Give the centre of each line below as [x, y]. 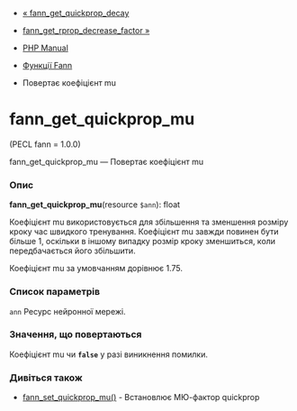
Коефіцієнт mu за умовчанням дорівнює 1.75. [96, 269]
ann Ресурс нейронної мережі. [67, 311]
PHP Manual [45, 48]
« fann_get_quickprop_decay [76, 13]
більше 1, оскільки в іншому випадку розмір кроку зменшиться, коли [143, 242]
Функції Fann [47, 65]
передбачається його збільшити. [73, 251]
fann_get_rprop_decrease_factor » [86, 30]
